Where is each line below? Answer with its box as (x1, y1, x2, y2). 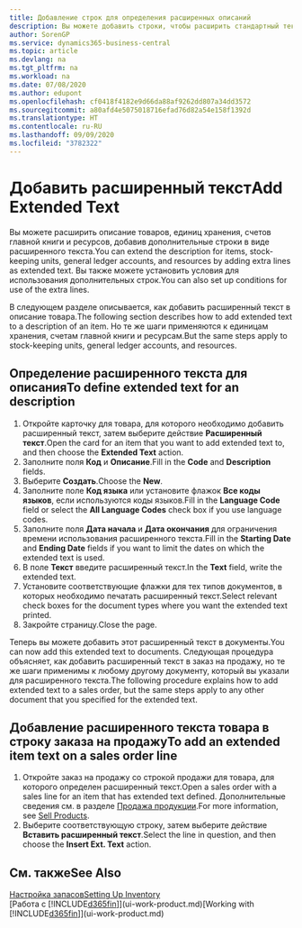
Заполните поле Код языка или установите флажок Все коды (22, 485, 261, 496)
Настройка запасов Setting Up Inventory (9, 889, 161, 900)
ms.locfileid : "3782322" (9, 139, 102, 148)
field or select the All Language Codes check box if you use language (22, 504, 282, 514)
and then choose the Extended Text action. (22, 447, 184, 458)
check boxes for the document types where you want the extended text (22, 600, 288, 611)
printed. (22, 609, 52, 620)
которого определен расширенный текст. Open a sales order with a (22, 781, 277, 793)
